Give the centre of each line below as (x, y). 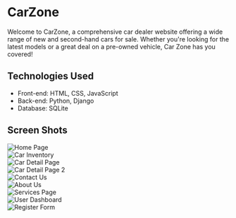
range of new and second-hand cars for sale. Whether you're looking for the (118, 39)
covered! (20, 54)
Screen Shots (38, 130)
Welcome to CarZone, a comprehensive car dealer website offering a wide (115, 32)
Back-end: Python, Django (56, 101)
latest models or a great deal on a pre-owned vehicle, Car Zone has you (112, 46)
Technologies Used (50, 76)
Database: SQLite (43, 108)
